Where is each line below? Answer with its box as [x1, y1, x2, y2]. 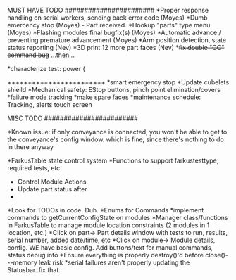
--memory [7, 258, 37, 267]
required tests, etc [7, 164, 61, 172]
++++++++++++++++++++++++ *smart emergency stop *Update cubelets [7, 78, 230, 87]
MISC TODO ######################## [7, 114, 139, 122]
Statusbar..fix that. [7, 266, 61, 274]
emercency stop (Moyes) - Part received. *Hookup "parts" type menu [7, 21, 211, 29]
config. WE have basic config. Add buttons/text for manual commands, [7, 243, 213, 252]
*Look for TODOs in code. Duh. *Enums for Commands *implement [7, 206, 204, 214]
